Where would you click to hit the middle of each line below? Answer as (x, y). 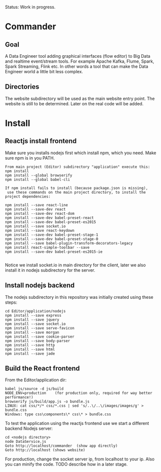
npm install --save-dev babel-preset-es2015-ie (54, 252)
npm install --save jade (30, 354)
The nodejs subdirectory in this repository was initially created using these (79, 297)
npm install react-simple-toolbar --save (47, 247)
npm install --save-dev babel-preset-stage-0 (51, 239)
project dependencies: (28, 196)
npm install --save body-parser (37, 341)
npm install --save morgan (32, 332)
